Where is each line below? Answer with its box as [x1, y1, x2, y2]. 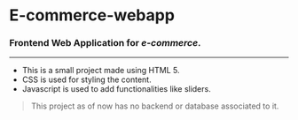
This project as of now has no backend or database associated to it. [30, 101, 279, 111]
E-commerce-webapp [9, 5, 176, 26]
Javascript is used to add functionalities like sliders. [21, 84, 211, 94]
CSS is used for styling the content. [21, 74, 153, 85]
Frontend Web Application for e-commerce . [9, 37, 201, 49]
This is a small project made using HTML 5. [21, 65, 180, 76]
